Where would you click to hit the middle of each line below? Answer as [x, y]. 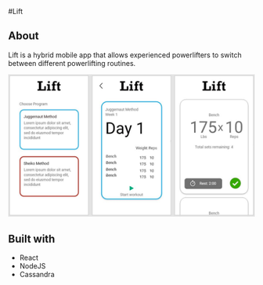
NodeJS [32, 266]
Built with [32, 239]
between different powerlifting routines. [72, 63]
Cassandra [37, 275]
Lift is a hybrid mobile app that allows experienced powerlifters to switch [125, 55]
